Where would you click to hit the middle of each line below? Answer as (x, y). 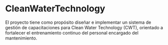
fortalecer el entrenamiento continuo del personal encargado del (72, 33)
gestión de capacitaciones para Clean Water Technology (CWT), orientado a (84, 27)
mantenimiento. (21, 38)
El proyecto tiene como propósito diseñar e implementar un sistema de (78, 22)
